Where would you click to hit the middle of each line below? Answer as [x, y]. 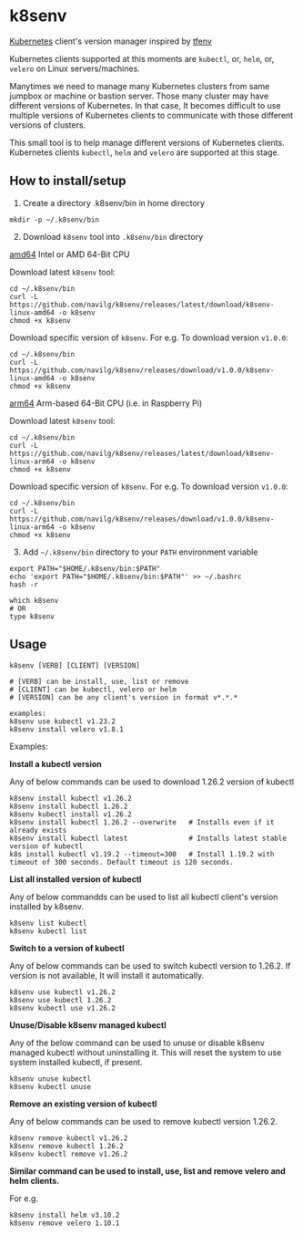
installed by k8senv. [47, 906]
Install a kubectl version [56, 763]
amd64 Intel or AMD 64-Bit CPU [70, 254]
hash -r [24, 585]
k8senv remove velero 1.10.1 [65, 1223]
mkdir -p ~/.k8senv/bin [55, 220]
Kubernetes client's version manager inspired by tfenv [111, 41]
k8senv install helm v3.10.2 [65, 1215]
